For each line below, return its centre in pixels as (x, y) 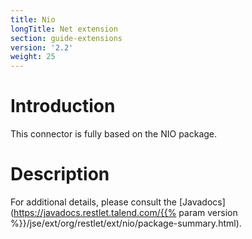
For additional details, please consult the (93, 202)
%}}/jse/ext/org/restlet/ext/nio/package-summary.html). (126, 223)
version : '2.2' (42, 47)
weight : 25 (33, 57)
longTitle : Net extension (64, 29)
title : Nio (33, 19)
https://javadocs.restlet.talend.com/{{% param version (125, 212)
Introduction (63, 106)
